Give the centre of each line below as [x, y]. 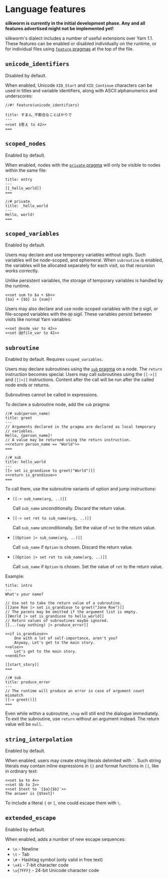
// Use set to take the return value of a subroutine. [64, 603]
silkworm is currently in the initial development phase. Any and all [75, 23]
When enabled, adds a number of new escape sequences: [66, 839]
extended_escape [31, 818]
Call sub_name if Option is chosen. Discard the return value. [73, 547]
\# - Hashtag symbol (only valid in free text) [58, 859]
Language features [46, 9]
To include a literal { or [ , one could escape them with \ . [63, 803]
